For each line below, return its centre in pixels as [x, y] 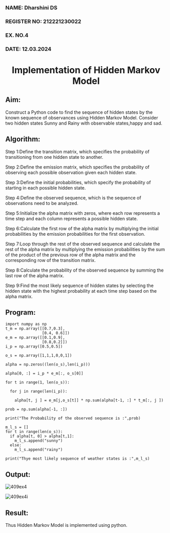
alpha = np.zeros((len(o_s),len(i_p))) [48, 365]
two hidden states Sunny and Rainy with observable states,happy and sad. [84, 123]
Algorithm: [23, 139]
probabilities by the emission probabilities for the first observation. [75, 234]
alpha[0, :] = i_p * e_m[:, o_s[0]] [44, 374]
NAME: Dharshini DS [31, 8]
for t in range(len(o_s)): [34, 432]
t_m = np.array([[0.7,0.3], [35, 329]
